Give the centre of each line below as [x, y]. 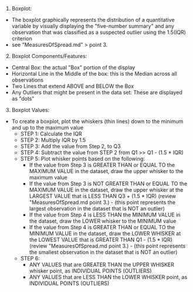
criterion [22, 38]
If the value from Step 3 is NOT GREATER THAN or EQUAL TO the [108, 184]
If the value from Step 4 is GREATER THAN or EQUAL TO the [102, 227]
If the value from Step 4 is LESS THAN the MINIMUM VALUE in [105, 215]
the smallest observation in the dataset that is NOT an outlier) [103, 252]
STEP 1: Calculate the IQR [51, 134]
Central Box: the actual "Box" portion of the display [73, 67]
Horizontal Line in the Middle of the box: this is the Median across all [94, 74]
